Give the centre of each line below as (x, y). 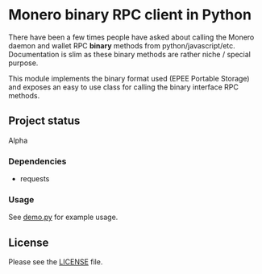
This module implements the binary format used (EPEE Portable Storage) (129, 78)
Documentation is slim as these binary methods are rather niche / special (130, 54)
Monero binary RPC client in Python (130, 15)
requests (35, 179)
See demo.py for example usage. (63, 217)
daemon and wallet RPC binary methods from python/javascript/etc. (122, 45)
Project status (44, 121)
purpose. (23, 63)
